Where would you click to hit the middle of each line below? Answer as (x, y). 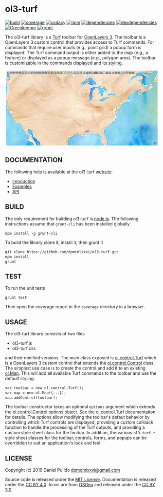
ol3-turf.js (22, 343)
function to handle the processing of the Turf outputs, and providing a (75, 427)
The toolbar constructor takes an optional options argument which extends (80, 407)
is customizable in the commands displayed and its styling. (64, 63)
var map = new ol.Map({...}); (36, 393)
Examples (22, 186)
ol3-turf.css (24, 349)
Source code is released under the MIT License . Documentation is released (81, 479)
